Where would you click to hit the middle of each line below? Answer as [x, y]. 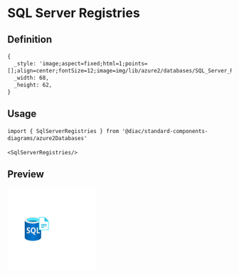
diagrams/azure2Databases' [47, 138]
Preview [26, 175]
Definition [30, 39]
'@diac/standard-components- [165, 131]
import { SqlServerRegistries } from [63, 131]
